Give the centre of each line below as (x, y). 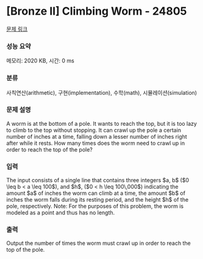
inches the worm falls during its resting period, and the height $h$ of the (98, 200)
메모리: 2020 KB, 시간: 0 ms (40, 61)
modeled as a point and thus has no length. (61, 213)
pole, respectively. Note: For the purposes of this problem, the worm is (95, 206)
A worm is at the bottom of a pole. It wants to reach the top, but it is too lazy (101, 123)
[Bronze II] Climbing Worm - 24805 (97, 11)
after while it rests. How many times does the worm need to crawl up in (95, 143)
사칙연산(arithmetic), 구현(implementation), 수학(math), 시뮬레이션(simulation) (101, 92)
